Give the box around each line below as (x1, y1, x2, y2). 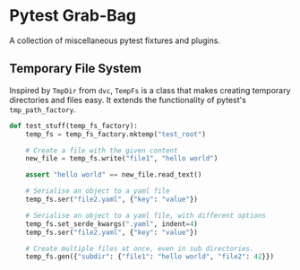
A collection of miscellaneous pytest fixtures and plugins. (9, 35, 221, 46)
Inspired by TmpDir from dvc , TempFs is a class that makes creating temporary (9, 84, 291, 95)
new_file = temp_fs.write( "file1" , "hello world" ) (25, 154, 219, 163)
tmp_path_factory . (9, 104, 76, 115)
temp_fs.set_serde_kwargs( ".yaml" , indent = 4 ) (25, 219, 199, 229)
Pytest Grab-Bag (9, 5, 137, 26)
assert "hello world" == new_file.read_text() (25, 170, 202, 179)
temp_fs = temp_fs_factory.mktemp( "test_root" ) (25, 129, 206, 139)
